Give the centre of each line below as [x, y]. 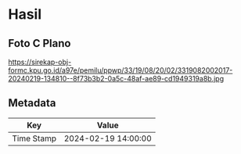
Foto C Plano [40, 43]
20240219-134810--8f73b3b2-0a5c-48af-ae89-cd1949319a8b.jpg [116, 79]
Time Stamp [34, 138]
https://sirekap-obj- [40, 62]
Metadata [32, 103]
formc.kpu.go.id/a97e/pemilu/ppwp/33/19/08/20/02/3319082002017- [120, 70]
